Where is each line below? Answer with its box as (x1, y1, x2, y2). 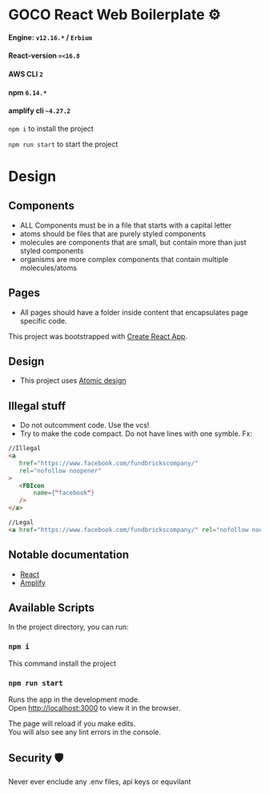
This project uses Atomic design (19, 376, 126, 385)
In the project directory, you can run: (8, 623, 129, 632)
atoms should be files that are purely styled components (19, 228, 207, 238)
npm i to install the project (8, 123, 94, 133)
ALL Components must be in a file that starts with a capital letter (19, 220, 232, 230)
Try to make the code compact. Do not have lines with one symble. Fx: (19, 429, 253, 438)
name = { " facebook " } (33, 489, 94, 498)
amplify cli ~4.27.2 (8, 106, 70, 115)
